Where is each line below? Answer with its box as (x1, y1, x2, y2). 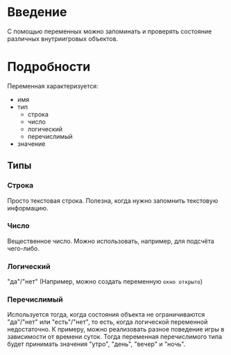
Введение (7, 4, 67, 20)
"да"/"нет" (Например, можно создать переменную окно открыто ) (7, 277, 203, 286)
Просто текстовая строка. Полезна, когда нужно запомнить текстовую (7, 196, 219, 205)
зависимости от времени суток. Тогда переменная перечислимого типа (7, 333, 223, 341)
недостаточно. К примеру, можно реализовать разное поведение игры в (7, 325, 225, 333)
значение (17, 140, 46, 148)
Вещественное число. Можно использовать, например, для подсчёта (7, 237, 215, 245)
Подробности (7, 59, 91, 75)
